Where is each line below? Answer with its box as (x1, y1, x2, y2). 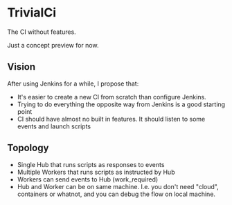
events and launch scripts (17, 122, 91, 130)
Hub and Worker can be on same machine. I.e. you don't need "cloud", (17, 182, 220, 191)
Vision (7, 61, 36, 73)
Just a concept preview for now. (7, 41, 99, 49)
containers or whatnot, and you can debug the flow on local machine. (17, 190, 216, 198)
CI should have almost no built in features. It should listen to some (17, 115, 206, 123)
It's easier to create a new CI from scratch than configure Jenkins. (17, 92, 206, 101)
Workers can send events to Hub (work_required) (17, 175, 159, 184)
